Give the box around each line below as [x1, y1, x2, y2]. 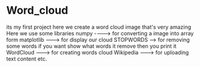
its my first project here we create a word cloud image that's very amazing [6, 23, 192, 31]
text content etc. [6, 55, 47, 62]
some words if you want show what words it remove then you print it [6, 42, 177, 50]
